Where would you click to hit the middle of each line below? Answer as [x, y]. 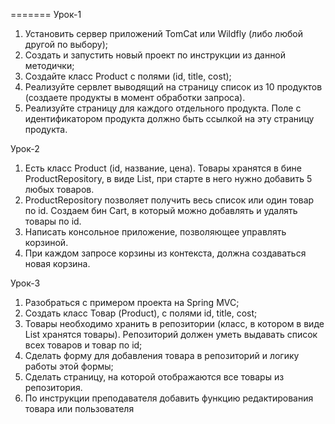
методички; [49, 65]
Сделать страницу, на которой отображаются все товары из [154, 377]
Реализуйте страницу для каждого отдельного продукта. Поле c [163, 108]
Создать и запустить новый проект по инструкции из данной [155, 55]
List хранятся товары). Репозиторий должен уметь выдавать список [171, 334]
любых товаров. [59, 189]
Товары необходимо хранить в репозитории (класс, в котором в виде [174, 323]
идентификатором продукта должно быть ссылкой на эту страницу [169, 118]
